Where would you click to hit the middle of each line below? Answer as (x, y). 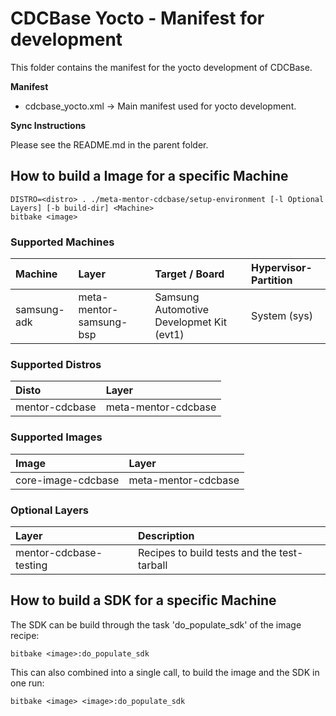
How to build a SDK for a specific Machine (143, 600)
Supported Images (56, 437)
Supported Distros (56, 364)
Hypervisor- (282, 268)
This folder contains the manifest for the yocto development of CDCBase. (161, 67)
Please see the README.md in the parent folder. (109, 144)
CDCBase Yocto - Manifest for (137, 18)
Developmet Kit (190, 322)
